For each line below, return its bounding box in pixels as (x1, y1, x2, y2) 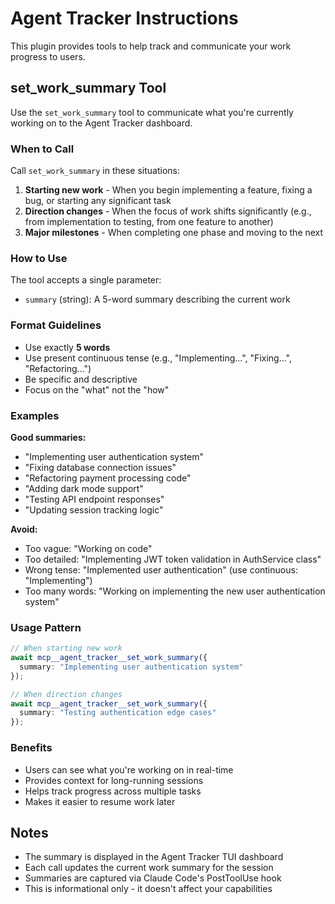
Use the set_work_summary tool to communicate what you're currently (10, 106, 294, 118)
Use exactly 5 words (24, 341, 111, 353)
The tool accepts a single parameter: (10, 274, 162, 286)
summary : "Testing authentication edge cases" (19, 708, 217, 718)
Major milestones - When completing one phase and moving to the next (24, 227, 324, 239)
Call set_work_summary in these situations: (10, 165, 180, 177)
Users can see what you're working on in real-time (24, 763, 234, 776)
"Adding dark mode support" (24, 482, 144, 494)
